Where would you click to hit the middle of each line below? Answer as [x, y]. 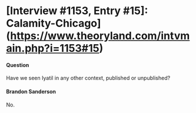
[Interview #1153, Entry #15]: [77, 11]
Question [18, 65]
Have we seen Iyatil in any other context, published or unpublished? [88, 78]
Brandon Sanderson [31, 91]
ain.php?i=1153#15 [53, 49]
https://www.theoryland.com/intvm [100, 36]
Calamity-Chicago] [54, 23]
